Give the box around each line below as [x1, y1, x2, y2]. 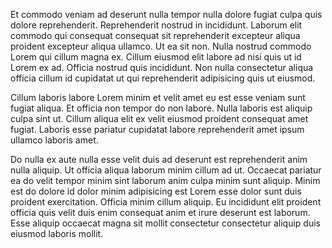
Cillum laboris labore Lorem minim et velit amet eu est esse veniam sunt [10, 92, 306, 103]
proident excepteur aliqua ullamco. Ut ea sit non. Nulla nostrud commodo [10, 40, 312, 52]
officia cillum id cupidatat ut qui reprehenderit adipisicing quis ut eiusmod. [10, 72, 316, 84]
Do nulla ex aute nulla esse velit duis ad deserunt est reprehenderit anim [10, 154, 308, 165]
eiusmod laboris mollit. [10, 228, 104, 239]
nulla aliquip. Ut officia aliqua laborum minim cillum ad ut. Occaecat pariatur [10, 164, 322, 176]
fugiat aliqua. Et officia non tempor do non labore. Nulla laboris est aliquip [10, 102, 313, 114]
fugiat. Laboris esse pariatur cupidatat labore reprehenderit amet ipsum [10, 124, 305, 135]
